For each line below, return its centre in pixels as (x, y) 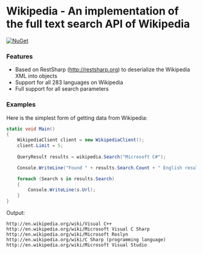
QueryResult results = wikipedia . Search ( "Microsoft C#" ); (92, 157)
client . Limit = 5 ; (40, 146)
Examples (21, 105)
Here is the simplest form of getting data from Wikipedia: (77, 118)
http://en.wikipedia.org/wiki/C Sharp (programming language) (86, 240)
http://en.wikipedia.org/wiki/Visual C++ (59, 224)
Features (20, 56)
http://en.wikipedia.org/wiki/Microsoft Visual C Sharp (78, 229)
